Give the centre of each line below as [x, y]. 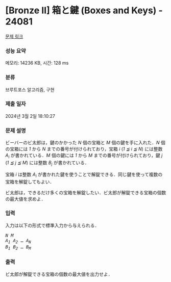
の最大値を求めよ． [26, 199]
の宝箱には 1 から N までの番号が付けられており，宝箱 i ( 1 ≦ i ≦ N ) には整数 [84, 149]
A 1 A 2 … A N [18, 241]
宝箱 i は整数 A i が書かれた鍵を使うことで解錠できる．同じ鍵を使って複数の [84, 175]
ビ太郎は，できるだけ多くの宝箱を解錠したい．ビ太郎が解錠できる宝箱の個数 [86, 192]
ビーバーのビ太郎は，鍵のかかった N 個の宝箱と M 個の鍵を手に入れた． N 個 [86, 143]
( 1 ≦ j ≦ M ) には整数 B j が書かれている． [47, 163]
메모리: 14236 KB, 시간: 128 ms [37, 63]
